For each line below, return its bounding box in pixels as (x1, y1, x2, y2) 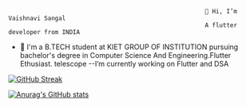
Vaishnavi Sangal (8, 14, 66, 22)
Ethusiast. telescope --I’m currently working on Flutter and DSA (19, 59, 229, 68)
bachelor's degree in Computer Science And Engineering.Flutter (19, 51, 232, 59)
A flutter (204, 21, 238, 29)
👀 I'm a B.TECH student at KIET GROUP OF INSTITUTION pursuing (19, 42, 239, 52)
